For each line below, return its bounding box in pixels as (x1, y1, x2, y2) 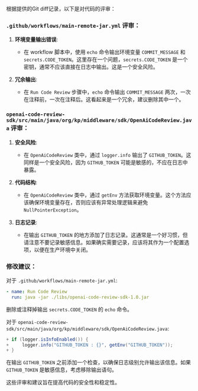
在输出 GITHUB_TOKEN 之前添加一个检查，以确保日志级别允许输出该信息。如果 (6, 359, 191, 366)
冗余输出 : (14, 76, 37, 83)
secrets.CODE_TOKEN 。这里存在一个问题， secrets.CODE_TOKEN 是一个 (23, 56, 188, 63)
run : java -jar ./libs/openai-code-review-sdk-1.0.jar (11, 294, 150, 300)
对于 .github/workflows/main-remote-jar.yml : (6, 277, 118, 284)
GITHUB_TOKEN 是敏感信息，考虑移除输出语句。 (6, 366, 117, 373)
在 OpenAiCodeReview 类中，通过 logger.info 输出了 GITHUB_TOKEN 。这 (23, 151, 191, 158)
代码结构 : (14, 178, 37, 185)
